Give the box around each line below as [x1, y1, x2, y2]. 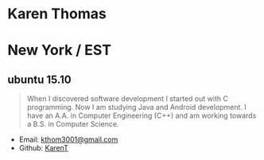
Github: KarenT [18, 143, 69, 153]
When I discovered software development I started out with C [26, 94, 228, 103]
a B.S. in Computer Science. [26, 119, 119, 129]
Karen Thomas [7, 5, 107, 23]
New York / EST [7, 41, 112, 60]
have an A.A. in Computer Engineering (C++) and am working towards [26, 111, 257, 120]
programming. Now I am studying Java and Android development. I [26, 103, 247, 112]
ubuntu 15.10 [7, 72, 72, 86]
